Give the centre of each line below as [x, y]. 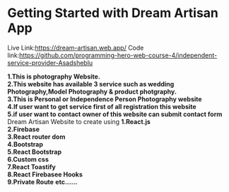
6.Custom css [28, 159]
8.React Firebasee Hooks [45, 174]
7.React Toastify [32, 166]
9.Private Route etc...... [42, 181]
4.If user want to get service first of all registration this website [102, 106]
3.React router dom [36, 137]
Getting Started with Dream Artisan [113, 13]
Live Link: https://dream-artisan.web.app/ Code [76, 47]
